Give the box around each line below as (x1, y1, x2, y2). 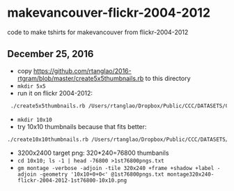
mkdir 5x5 (17, 82, 47, 90)
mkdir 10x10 (17, 116, 52, 123)
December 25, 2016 (7, 48, 94, 60)
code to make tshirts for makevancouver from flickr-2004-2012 (7, 28, 189, 36)
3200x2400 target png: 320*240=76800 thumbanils (17, 148, 169, 157)
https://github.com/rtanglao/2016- (33, 66, 132, 75)
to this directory (145, 74, 191, 82)
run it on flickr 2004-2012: (17, 89, 93, 97)
